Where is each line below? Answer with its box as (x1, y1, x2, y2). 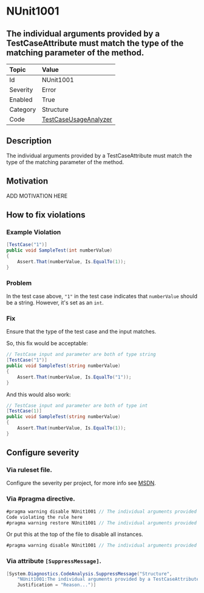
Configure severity (6, 448, 80, 458)
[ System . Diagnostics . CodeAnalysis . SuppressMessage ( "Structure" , (6, 571, 172, 577)
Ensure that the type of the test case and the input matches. (6, 328, 157, 335)
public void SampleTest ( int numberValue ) (6, 247, 113, 253)
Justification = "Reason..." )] (17, 582, 97, 588)
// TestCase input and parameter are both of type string (6, 351, 156, 358)
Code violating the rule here (6, 514, 83, 520)
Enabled (9, 95, 33, 104)
